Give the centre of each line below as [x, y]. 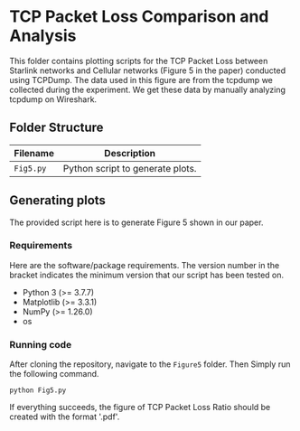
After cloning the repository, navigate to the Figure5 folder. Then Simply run [150, 364]
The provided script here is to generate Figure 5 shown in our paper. [136, 222]
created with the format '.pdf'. [65, 417]
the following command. [54, 374]
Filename [34, 153]
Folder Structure [56, 128]
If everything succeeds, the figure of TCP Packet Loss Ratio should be [140, 408]
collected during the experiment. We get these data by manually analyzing [148, 89]
